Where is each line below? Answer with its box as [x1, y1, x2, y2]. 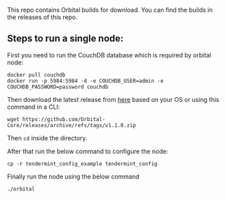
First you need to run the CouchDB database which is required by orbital [7, 51, 212, 59]
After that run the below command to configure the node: [7, 147, 168, 155]
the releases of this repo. [7, 13, 77, 21]
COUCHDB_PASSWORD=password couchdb [7, 83, 109, 90]
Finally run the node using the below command [7, 172, 140, 181]
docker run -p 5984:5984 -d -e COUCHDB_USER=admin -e [7, 77, 164, 84]
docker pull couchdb [7, 71, 66, 78]
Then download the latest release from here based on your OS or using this [7, 95, 220, 103]
